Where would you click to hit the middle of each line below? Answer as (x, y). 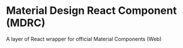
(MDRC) (26, 23)
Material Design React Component (91, 11)
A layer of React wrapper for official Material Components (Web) (84, 39)
